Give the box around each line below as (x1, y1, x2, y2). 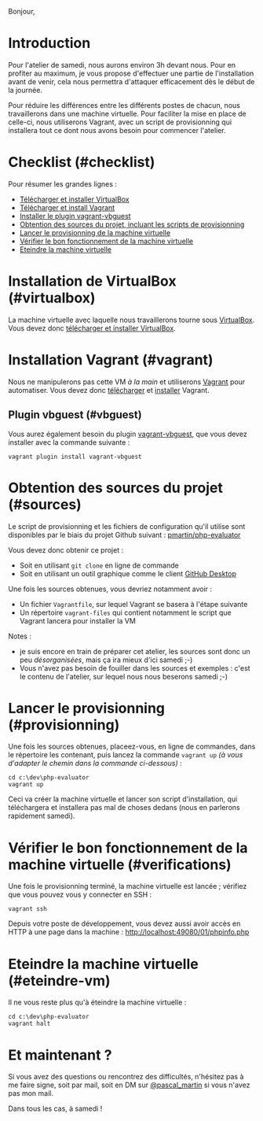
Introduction (8, 35, 91, 52)
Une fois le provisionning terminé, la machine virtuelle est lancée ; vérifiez (8, 882, 247, 891)
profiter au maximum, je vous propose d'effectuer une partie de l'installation (8, 68, 254, 78)
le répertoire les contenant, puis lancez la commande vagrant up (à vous (8, 750, 243, 760)
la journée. (8, 85, 43, 94)
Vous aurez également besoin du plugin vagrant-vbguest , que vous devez (8, 429, 247, 438)
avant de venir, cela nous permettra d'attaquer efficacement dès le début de (8, 76, 255, 86)
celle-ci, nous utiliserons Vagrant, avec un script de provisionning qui (8, 117, 232, 127)
